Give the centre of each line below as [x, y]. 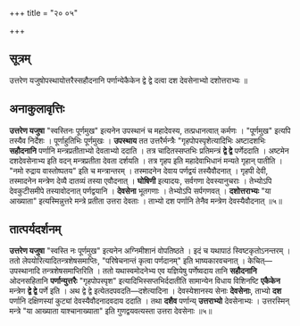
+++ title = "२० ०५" [44, 13]
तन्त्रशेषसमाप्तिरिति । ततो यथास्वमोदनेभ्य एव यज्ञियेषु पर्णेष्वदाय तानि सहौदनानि [149, 271]
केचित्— [260, 261]
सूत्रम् [20, 59]
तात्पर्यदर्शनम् [35, 230]
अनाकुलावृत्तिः [37, 109]
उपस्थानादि [25, 271]
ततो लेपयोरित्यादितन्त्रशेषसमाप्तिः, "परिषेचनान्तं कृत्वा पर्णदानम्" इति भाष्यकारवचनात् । [127, 261]
